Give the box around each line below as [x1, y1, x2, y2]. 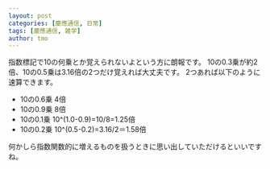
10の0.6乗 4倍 [19, 94, 67, 105]
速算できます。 [8, 77, 58, 87]
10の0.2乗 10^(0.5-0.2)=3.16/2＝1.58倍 [19, 125, 147, 134]
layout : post [8, 11, 52, 20]
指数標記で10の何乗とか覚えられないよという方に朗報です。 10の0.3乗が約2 [8, 57, 258, 67]
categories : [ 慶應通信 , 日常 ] [8, 19, 102, 27]
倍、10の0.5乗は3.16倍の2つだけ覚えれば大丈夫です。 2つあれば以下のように [8, 68, 261, 77]
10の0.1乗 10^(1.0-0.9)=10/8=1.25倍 [19, 114, 135, 125]
